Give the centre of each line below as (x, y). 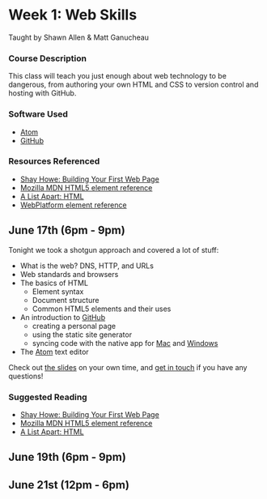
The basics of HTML (54, 283)
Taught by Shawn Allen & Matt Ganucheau (79, 37)
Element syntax (58, 291)
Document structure (66, 300)
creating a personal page (74, 326)
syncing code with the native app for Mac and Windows (125, 343)
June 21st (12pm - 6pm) (69, 485)
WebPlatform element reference (73, 205)
